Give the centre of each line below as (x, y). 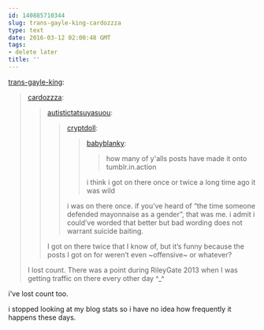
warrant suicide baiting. (105, 231)
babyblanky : (106, 143)
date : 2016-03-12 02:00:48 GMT (59, 37)
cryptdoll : (82, 128)
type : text (26, 30)
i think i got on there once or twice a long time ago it (171, 182)
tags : (17, 45)
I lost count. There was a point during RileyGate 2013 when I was (132, 270)
